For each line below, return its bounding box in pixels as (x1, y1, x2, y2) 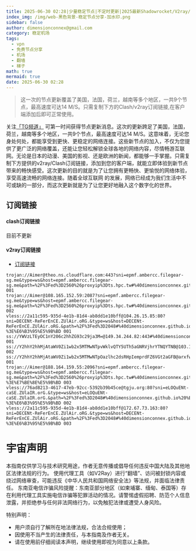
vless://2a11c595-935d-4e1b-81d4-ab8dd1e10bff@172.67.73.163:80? (6, 405, 168, 411)
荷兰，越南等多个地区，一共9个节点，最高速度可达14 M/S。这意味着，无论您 (6, 130, 190, 137)
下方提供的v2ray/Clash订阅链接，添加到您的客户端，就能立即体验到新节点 (10, 160, 188, 167)
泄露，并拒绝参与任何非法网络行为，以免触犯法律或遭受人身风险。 (6, 498, 164, 506)
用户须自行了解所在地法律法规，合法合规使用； (14, 524, 127, 531)
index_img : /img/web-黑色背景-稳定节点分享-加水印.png (6, 14, 131, 20)
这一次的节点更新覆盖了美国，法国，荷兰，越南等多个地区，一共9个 (20, 96, 183, 103)
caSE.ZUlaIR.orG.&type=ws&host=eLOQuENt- (6, 390, 108, 395)
